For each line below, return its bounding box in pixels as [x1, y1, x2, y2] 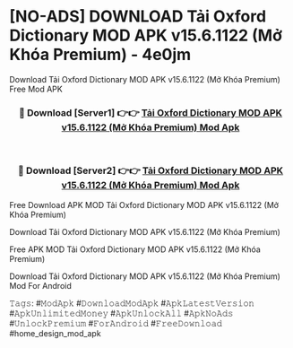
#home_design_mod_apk [9, 327, 101, 338]
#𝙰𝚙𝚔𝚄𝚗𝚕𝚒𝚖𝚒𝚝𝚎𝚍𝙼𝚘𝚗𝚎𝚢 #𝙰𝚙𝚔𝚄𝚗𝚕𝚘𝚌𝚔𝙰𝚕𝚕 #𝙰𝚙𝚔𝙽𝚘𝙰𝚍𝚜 [9, 308, 234, 318]
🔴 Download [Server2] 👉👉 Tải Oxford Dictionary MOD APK [17, 164, 284, 177]
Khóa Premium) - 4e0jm [9, 45, 192, 65]
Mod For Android [9, 280, 72, 291]
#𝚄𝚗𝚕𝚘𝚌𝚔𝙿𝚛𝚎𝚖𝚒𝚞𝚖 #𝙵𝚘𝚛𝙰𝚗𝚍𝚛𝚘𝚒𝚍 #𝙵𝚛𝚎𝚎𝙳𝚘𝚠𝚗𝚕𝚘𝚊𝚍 [9, 318, 222, 328]
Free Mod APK [9, 83, 63, 94]
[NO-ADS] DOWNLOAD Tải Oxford [9, 6, 267, 27]
